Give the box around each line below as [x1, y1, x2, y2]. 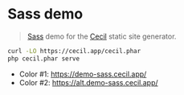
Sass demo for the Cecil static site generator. [27, 31, 177, 41]
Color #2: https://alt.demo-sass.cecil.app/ [18, 77, 158, 87]
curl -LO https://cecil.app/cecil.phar [7, 47, 141, 55]
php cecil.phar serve [7, 54, 80, 63]
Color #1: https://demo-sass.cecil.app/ [18, 69, 147, 79]
